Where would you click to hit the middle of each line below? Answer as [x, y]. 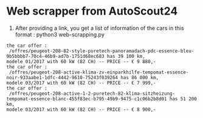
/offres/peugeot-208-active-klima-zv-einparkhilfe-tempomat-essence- [99, 72]
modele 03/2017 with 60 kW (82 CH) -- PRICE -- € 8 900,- [81, 109]
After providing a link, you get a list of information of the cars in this [99, 28]
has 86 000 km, [140, 77]
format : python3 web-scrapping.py [60, 34]
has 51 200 [183, 99]
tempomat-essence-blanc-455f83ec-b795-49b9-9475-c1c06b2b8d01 [87, 99]
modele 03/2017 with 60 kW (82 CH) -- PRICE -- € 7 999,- [81, 83]
